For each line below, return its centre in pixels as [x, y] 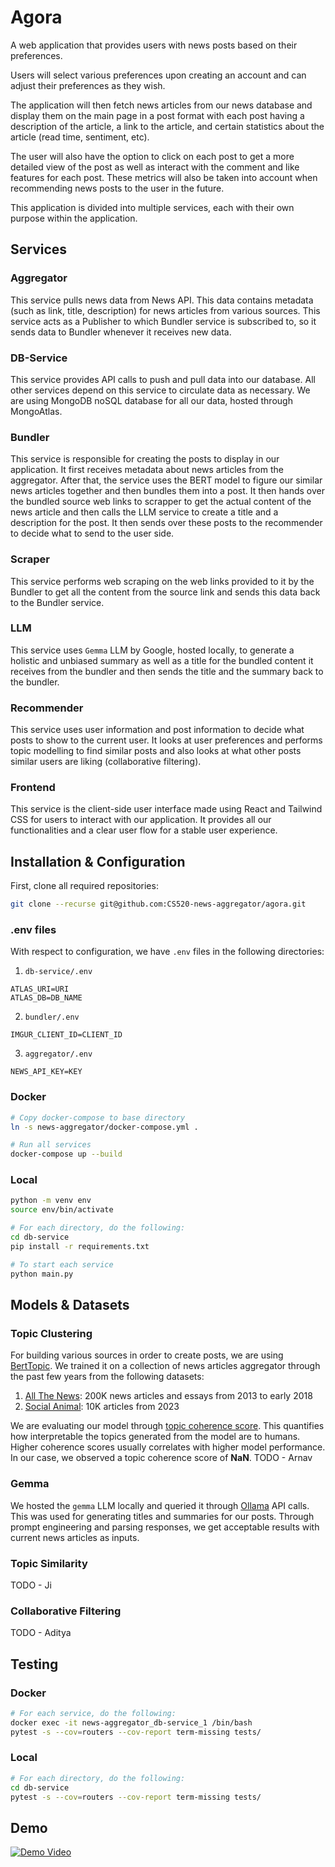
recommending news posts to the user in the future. [117, 188]
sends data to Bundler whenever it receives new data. [121, 332]
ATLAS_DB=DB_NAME [46, 998]
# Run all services [51, 1145]
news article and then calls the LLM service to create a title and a [144, 512]
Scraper [30, 559]
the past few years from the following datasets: [107, 1377]
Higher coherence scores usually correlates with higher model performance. [168, 1447]
